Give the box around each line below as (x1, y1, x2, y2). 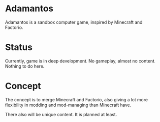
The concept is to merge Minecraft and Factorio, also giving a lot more (5, 96, 148, 102)
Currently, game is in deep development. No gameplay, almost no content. (5, 58, 156, 64)
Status (5, 42, 33, 53)
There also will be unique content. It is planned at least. (5, 111, 117, 117)
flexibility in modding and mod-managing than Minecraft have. (5, 102, 131, 108)
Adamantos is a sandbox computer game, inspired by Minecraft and (5, 19, 143, 25)
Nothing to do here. (5, 63, 45, 69)
